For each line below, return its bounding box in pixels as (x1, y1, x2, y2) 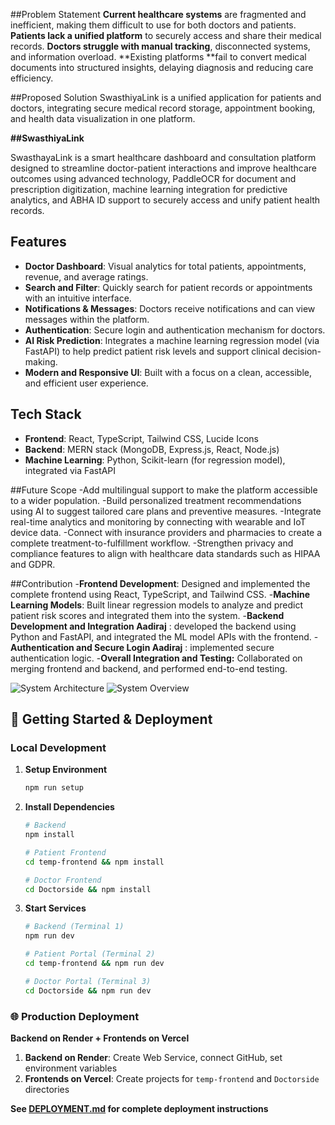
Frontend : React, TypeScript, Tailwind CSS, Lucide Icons (24, 432, 259, 444)
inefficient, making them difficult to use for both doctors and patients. (10, 19, 297, 31)
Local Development (10, 740, 107, 754)
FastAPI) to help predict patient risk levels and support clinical (24, 345, 281, 357)
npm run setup (24, 783, 84, 793)
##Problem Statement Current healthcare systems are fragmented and (10, 9, 307, 20)
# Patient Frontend (24, 847, 107, 858)
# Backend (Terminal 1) (24, 922, 125, 932)
